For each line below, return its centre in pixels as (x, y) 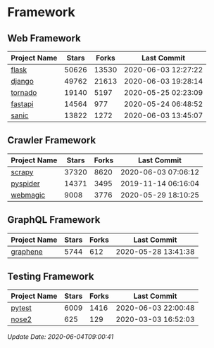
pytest (21, 308)
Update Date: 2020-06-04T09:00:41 (61, 337)
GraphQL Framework (54, 220)
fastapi (22, 104)
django (22, 81)
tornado (24, 92)
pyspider (25, 183)
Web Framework (44, 38)
